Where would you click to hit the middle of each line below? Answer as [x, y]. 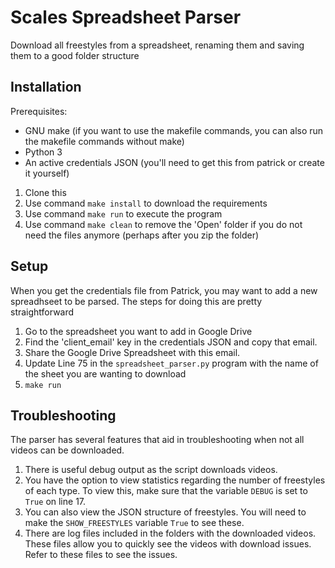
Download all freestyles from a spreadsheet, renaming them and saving [157, 45]
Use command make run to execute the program [123, 213]
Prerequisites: [39, 111]
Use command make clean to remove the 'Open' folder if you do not [163, 224]
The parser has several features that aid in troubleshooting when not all [157, 440]
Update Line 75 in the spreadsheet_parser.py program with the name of [171, 363]
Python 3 [43, 152]
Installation [46, 87]
